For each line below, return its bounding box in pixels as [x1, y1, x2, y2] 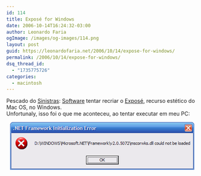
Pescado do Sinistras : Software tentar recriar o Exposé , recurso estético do [6, 97, 196, 105]
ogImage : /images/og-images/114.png [6, 35, 99, 42]
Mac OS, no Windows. [6, 103, 62, 111]
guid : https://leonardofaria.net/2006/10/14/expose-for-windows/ [6, 48, 175, 54]
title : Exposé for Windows [6, 16, 75, 22]
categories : [6, 73, 36, 80]
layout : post [6, 42, 39, 48]
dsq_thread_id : [6, 60, 45, 67]
